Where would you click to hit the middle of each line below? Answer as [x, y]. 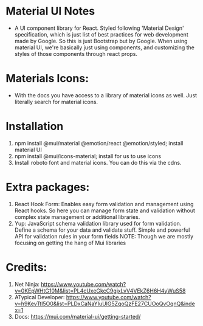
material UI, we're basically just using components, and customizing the [105, 47]
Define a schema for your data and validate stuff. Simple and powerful [102, 230]
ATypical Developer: [40, 297]
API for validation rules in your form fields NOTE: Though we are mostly [104, 236]
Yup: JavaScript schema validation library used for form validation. [98, 223]
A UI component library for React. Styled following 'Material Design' [99, 28]
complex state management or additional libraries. [77, 217]
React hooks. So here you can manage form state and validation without [105, 210]
